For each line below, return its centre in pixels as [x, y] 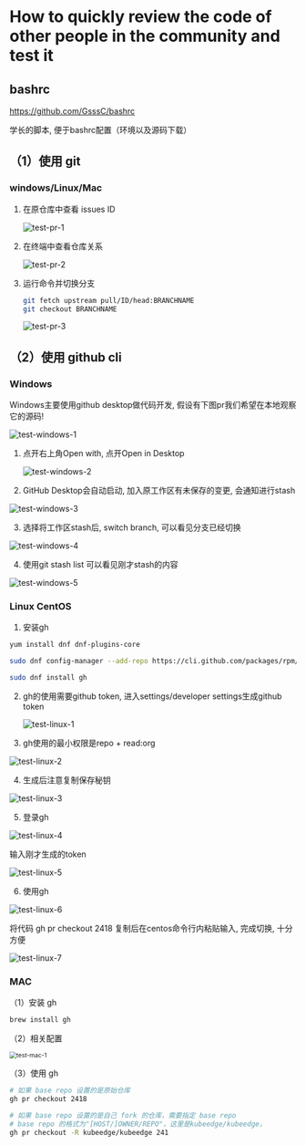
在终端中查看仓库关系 [62, 246]
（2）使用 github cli [66, 357]
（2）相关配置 [36, 1038]
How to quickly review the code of [141, 17]
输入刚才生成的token [48, 854]
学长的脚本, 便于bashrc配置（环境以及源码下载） [101, 130]
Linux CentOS [41, 607]
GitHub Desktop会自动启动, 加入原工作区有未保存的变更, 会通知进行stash [159, 491]
